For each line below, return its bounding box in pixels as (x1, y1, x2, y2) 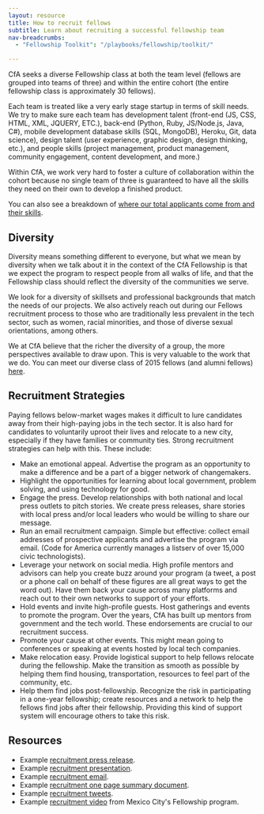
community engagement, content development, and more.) (8, 152, 200, 162)
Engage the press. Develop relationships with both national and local (19, 492, 243, 502)
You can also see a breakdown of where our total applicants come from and (8, 199, 255, 209)
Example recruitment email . (19, 771, 109, 781)
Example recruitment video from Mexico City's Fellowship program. (19, 797, 239, 806)
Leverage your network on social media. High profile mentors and (19, 560, 234, 569)
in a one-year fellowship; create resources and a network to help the (19, 694, 243, 703)
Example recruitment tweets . (19, 788, 114, 798)
